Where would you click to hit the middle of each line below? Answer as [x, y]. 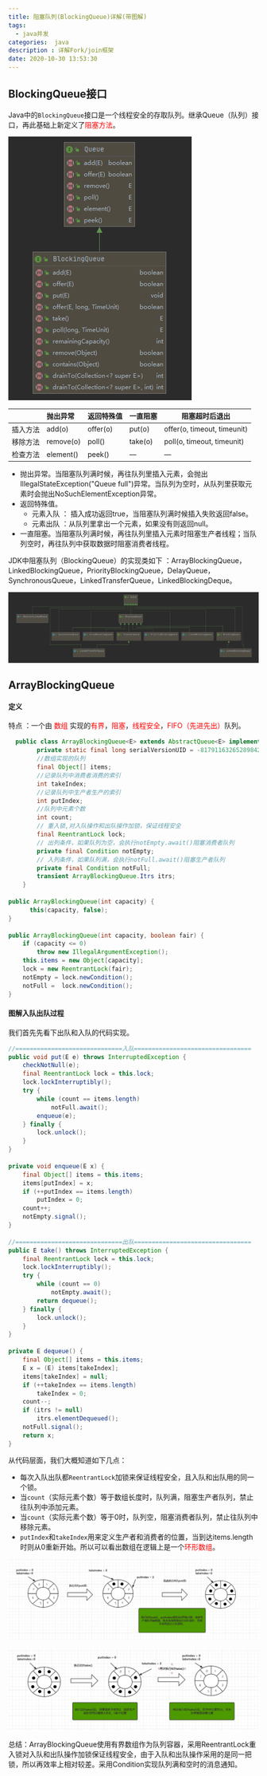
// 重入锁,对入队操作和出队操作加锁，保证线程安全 [109, 826]
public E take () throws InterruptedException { [89, 1250]
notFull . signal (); [53, 1427]
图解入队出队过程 [36, 1014]
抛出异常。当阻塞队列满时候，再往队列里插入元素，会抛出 [114, 474]
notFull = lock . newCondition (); [78, 986]
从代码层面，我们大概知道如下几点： [68, 1460]
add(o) [58, 429]
